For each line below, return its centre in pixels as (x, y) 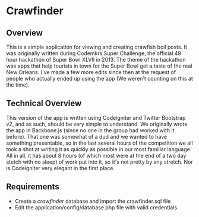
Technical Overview (44, 103)
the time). (18, 85)
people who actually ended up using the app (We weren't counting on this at (99, 79)
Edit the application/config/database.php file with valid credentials (96, 207)
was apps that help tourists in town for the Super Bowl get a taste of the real (99, 66)
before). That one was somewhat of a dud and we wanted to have (87, 136)
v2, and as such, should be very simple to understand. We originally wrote (97, 124)
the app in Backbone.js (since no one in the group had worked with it (90, 130)
